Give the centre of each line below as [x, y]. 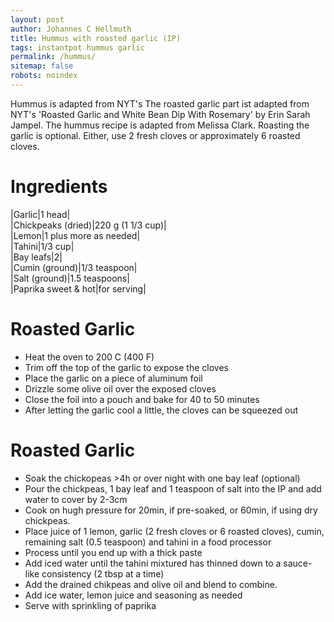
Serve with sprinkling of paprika [90, 605]
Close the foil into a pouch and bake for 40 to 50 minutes [142, 399]
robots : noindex [44, 76]
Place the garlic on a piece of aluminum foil [113, 378]
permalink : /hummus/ [53, 57]
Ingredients [59, 187]
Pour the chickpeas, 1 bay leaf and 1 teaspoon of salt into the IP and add [173, 488]
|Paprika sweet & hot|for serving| [78, 288]
